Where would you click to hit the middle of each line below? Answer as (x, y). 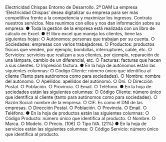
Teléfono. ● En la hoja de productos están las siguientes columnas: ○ (77, 113)
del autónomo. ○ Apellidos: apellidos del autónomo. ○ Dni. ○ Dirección (79, 81)
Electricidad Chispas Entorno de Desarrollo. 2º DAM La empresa (71, 7)
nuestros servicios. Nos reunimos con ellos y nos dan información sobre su (83, 23)
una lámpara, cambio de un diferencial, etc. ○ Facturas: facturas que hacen (83, 60)
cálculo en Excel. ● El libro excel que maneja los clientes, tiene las (74, 34)
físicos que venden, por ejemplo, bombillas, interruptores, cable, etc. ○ (79, 50)
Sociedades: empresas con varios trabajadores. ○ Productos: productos (80, 44)
